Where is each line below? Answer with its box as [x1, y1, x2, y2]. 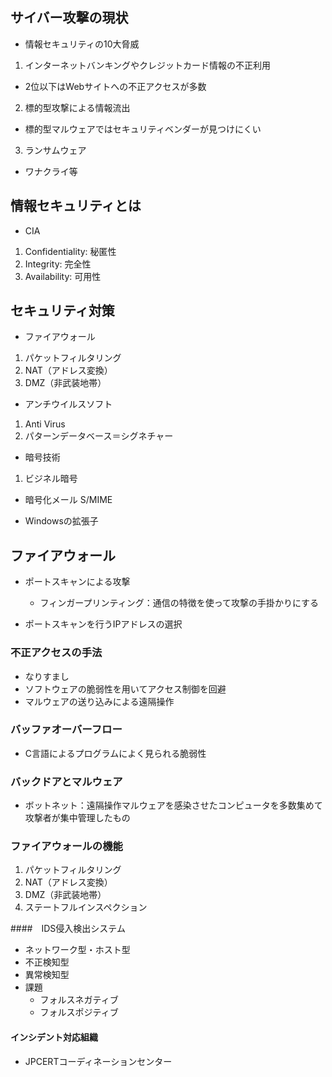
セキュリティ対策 [10, 303, 115, 320]
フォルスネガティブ [39, 994, 119, 1006]
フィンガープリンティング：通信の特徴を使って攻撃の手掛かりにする [39, 597, 320, 609]
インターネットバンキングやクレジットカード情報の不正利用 [24, 59, 272, 71]
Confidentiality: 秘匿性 [24, 245, 117, 257]
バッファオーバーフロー [10, 723, 123, 737]
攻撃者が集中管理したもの [24, 812, 131, 824]
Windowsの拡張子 [24, 515, 99, 527]
